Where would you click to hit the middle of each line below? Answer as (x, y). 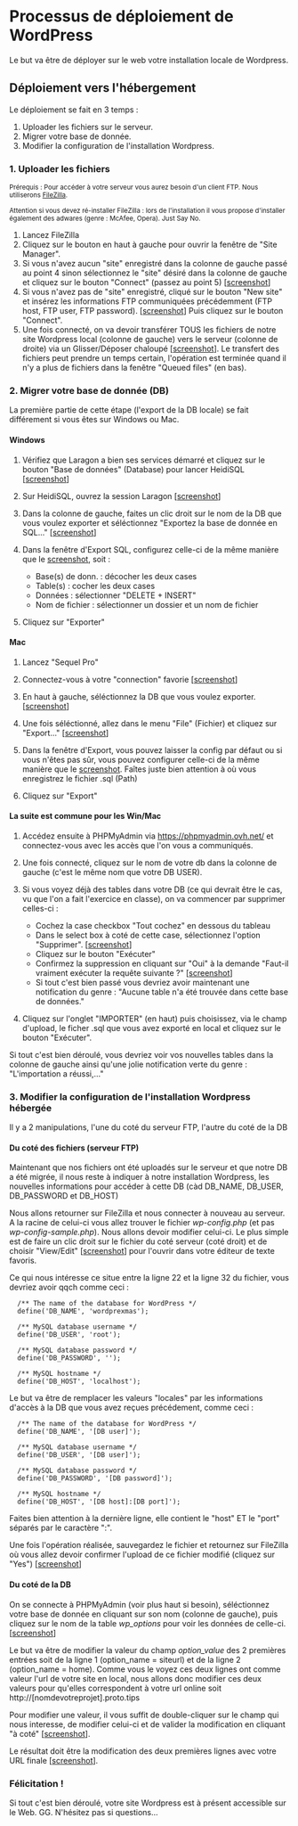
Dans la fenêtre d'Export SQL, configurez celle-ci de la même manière (150, 549)
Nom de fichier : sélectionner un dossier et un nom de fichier (147, 604)
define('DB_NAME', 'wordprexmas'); (83, 1312)
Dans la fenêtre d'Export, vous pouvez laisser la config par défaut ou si (152, 749)
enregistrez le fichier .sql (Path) (80, 778)
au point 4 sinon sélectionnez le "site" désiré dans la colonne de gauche (154, 273)
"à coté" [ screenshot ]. (50, 1733)
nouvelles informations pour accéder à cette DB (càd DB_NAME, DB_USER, (146, 1186)
